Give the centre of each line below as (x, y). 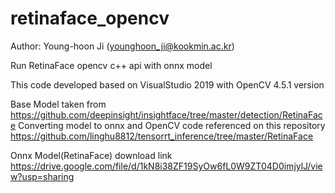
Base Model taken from (58, 104)
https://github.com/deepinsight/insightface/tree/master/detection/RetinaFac (166, 114)
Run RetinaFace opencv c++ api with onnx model (111, 65)
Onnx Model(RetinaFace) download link (91, 155)
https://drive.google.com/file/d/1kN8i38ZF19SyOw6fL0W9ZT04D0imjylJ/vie (166, 166)
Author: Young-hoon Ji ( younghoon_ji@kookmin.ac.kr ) (122, 46)
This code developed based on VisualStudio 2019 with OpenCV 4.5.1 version (167, 84)
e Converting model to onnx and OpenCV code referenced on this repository (168, 125)
